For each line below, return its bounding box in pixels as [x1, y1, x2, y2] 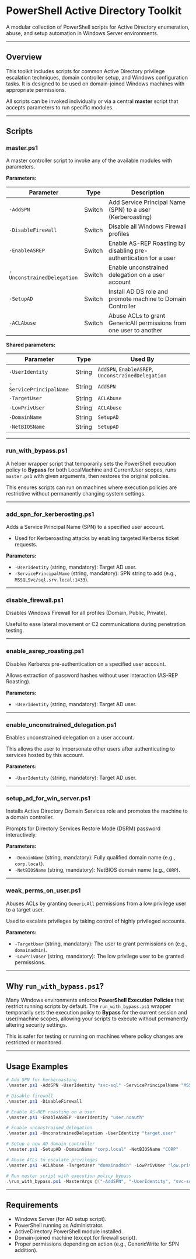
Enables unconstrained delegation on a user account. [6, 734, 134, 741]
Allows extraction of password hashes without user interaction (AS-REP [6, 672, 178, 679]
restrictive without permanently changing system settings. [6, 490, 146, 497]
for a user [149, 254, 176, 262]
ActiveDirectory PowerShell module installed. [14, 1228, 123, 1235]
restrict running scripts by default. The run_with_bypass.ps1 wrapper [6, 1003, 171, 1010]
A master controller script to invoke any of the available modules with [6, 157, 173, 164]
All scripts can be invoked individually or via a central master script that [6, 98, 178, 105]
